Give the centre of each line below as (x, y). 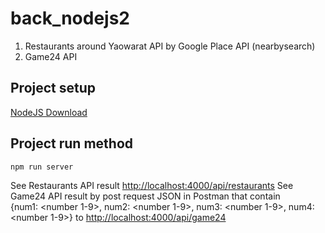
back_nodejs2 (70, 18)
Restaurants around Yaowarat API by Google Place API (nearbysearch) (170, 46)
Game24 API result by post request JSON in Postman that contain (145, 196)
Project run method (72, 143)
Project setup (53, 88)
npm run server (42, 167)
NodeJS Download (49, 112)
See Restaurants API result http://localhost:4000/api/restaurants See (152, 185)
